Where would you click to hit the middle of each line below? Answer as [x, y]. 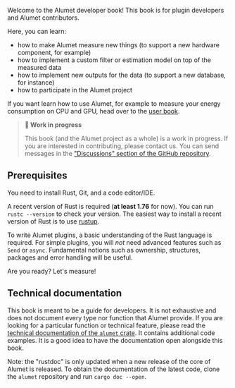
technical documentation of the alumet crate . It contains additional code [111, 333]
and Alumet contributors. [43, 18]
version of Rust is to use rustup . [53, 221]
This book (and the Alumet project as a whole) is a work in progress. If [126, 138]
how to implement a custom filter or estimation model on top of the [114, 60]
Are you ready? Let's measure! [52, 271]
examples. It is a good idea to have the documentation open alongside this [115, 340]
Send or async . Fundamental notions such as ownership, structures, [104, 250]
